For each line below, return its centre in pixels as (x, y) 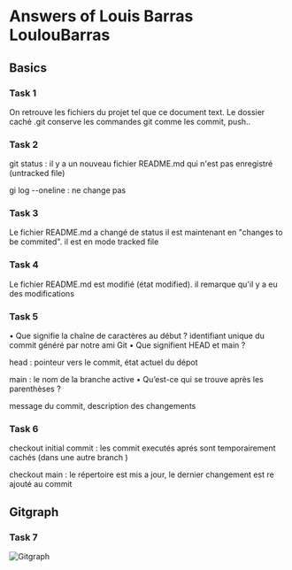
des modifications (42, 293)
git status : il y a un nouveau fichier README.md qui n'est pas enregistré (141, 164)
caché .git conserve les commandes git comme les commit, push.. (130, 121)
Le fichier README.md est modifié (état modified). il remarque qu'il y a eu (144, 284)
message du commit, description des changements (103, 406)
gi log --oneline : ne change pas (68, 190)
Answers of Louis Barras (101, 16)
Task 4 (24, 265)
